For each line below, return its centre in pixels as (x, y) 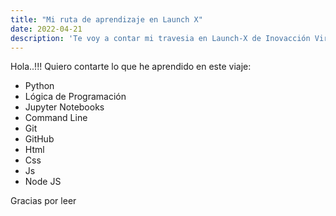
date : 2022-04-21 (46, 29)
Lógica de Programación (75, 97)
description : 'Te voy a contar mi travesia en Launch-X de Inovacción (160, 38)
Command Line (56, 118)
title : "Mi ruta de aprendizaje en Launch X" (106, 19)
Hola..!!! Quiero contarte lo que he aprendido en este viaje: (131, 67)
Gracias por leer (43, 201)
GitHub (39, 139)
